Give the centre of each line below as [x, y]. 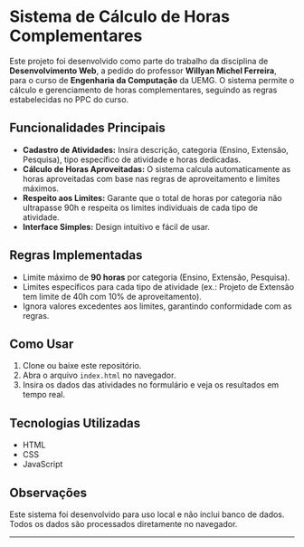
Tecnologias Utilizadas [75, 423]
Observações [48, 492]
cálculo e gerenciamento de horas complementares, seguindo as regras [143, 90]
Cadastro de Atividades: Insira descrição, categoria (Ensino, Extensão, [156, 149]
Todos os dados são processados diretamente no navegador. [123, 524]
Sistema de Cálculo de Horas [120, 17]
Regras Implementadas [76, 255]
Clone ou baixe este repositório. [82, 366]
